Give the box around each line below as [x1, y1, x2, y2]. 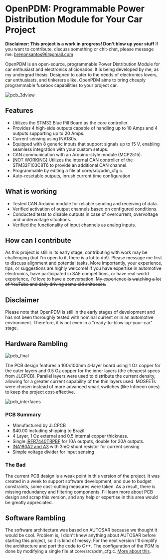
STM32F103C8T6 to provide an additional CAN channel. [12, 162, 128, 168]
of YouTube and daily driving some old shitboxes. [5, 281, 106, 287]
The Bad [5, 462, 26, 469]
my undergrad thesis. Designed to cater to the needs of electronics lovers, [5, 71, 158, 77]
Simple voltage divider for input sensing [12, 449, 95, 455]
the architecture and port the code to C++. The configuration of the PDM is [5, 543, 160, 549]
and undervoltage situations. [12, 216, 71, 222]
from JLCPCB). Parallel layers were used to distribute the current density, [5, 373, 156, 379]
